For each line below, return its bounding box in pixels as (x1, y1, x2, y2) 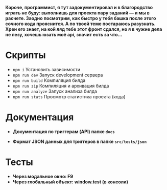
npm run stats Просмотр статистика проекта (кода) (12, 93, 126, 99)
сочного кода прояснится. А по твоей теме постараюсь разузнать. (5, 20, 156, 27)
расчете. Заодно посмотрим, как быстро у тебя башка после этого (5, 15, 156, 21)
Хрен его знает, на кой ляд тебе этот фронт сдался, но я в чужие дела (5, 26, 162, 32)
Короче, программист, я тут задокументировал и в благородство (5, 5, 153, 10)
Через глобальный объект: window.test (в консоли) (12, 179, 129, 185)
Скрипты (5, 50, 46, 61)
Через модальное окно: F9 (12, 173, 74, 179)
